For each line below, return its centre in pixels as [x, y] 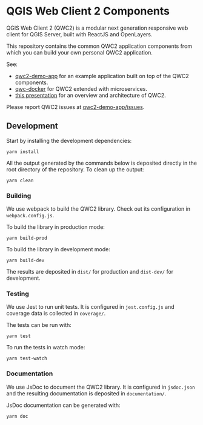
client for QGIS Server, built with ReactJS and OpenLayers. [79, 34]
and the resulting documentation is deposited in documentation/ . [86, 393]
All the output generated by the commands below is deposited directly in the [102, 163]
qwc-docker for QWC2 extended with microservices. [81, 88]
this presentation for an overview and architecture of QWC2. [91, 95]
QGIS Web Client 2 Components [88, 11]
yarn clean [20, 180]
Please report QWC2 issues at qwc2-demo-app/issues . [75, 107]
